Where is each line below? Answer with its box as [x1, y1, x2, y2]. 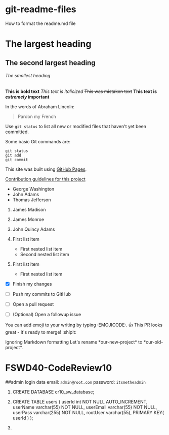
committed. [5, 129, 29, 135]
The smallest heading [5, 73, 51, 79]
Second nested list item [20, 251, 69, 257]
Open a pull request [12, 301, 54, 307]
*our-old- [143, 339, 163, 345]
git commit [5, 157, 28, 162]
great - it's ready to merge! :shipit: [5, 329, 77, 335]
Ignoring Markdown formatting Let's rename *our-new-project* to [5, 339, 143, 345]
